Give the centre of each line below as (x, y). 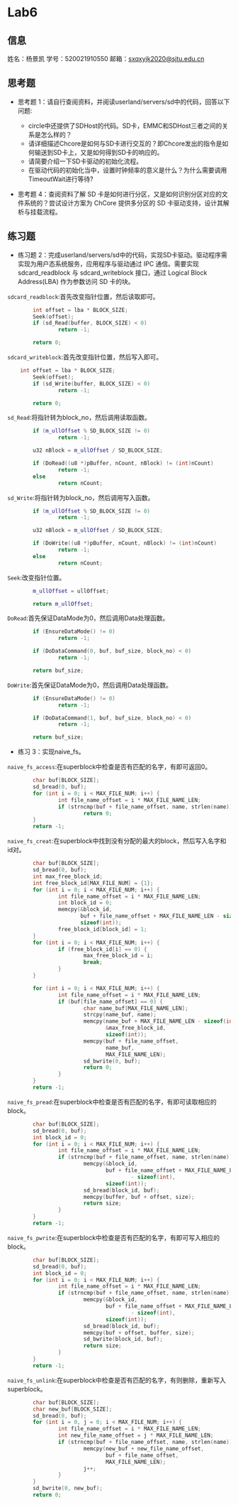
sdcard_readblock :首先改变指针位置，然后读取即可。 (83, 296)
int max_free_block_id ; (68, 876)
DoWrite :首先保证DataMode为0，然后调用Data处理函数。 (90, 685)
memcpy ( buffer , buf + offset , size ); (139, 1197)
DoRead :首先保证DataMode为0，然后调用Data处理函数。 (88, 618)
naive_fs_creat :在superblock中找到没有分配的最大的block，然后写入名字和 (117, 841)
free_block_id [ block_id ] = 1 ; (102, 929)
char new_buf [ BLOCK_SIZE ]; (73, 1409)
